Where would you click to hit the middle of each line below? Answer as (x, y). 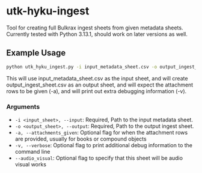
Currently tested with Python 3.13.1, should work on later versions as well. (97, 34)
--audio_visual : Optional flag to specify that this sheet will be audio (99, 158)
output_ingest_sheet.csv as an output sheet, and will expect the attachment (100, 85)
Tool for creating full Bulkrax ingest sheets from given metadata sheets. (95, 28)
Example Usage (36, 53)
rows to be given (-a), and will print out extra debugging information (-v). (96, 91)
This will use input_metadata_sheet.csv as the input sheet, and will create (97, 78)
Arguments (23, 106)
